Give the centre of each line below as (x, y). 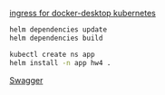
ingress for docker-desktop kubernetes (82, 13)
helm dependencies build (56, 38)
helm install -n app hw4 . (60, 62)
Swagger (26, 80)
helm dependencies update (58, 30)
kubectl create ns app (52, 54)
